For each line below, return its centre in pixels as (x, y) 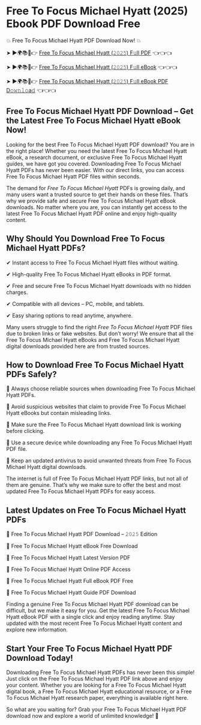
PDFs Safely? (31, 374)
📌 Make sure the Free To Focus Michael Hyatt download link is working (94, 425)
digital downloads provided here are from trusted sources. (78, 346)
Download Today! (40, 658)
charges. (17, 292)
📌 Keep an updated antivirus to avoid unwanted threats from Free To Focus (99, 461)
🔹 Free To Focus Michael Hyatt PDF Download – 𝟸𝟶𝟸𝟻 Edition (82, 534)
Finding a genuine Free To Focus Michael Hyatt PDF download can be (92, 604)
